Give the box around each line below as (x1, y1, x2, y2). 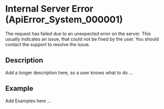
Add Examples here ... (5, 97, 52, 104)
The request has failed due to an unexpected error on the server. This (5, 30, 151, 37)
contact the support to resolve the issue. (5, 41, 90, 47)
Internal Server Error (5, 3, 94, 15)
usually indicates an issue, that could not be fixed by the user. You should (5, 36, 159, 42)
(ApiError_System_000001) (5, 14, 123, 25)
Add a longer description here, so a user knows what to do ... (5, 69, 133, 76)
